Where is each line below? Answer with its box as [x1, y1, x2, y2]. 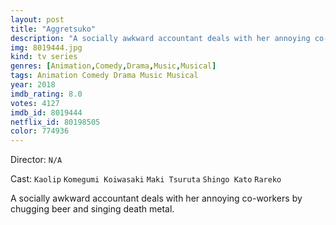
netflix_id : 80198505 [10, 117, 101, 127]
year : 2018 [10, 80, 56, 90]
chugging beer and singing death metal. [10, 203, 175, 215]
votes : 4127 [10, 98, 60, 108]
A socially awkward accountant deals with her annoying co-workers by [10, 192, 303, 205]
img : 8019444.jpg [10, 42, 83, 53]
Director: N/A [10, 154, 63, 166]
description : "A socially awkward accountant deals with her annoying [10, 33, 311, 43]
